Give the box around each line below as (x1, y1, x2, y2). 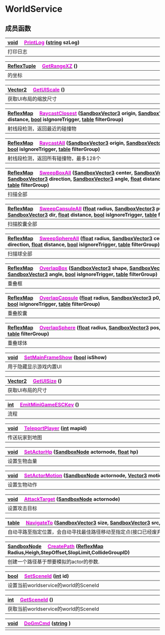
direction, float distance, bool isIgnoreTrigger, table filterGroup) (7, 241, 160, 248)
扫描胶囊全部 (7, 221, 38, 227)
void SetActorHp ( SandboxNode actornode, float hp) (7, 449, 138, 455)
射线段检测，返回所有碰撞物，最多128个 (7, 155, 101, 161)
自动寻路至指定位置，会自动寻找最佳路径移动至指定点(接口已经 (7, 529, 152, 535)
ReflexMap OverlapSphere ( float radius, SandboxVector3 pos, (7, 324, 161, 331)
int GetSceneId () (7, 596, 54, 603)
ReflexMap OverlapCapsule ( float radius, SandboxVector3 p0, (7, 294, 161, 301)
